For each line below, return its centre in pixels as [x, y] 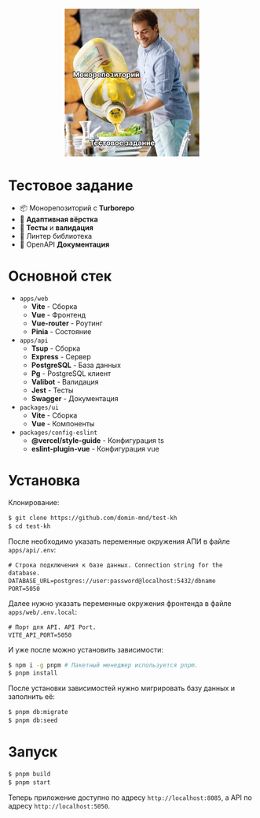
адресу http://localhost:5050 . [59, 805]
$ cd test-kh [29, 526]
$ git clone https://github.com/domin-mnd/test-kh [93, 518]
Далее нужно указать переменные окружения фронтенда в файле [120, 603]
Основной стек [60, 276]
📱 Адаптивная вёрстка [59, 219]
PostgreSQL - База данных [76, 365]
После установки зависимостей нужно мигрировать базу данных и [122, 688]
